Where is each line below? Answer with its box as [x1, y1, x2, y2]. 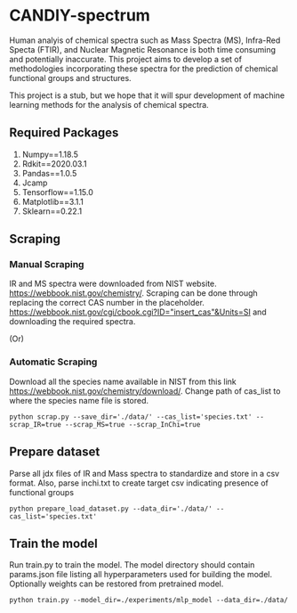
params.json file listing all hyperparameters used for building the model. [9, 569, 273, 580]
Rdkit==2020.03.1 [21, 158, 87, 169]
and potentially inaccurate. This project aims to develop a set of [9, 53, 243, 64]
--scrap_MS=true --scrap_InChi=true [65, 420, 201, 429]
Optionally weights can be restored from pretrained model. [9, 578, 224, 589]
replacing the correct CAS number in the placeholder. [9, 298, 205, 308]
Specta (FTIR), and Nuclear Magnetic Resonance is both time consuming [9, 44, 276, 54]
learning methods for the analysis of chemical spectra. [9, 99, 209, 110]
